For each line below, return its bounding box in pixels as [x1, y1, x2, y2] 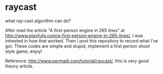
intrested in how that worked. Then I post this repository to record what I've [5, 37, 159, 43]
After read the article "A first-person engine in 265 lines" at [5, 27, 125, 33]
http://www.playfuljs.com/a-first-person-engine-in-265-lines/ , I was [5, 33, 143, 38]
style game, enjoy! [5, 48, 43, 54]
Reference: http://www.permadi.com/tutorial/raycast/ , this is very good [5, 58, 149, 64]
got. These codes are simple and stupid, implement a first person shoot [5, 43, 150, 49]
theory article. [5, 63, 33, 69]
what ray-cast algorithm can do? [5, 18, 71, 24]
